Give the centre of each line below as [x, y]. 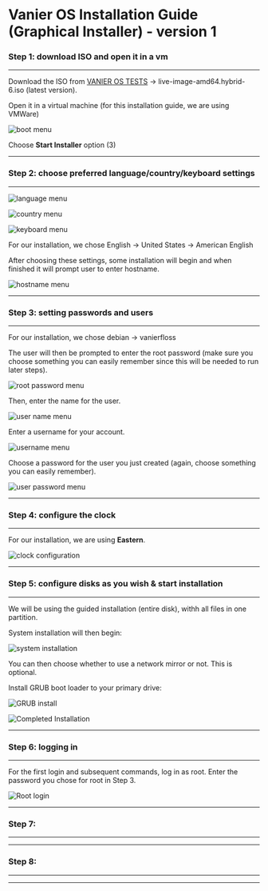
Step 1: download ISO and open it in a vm [89, 57]
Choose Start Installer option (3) [62, 145]
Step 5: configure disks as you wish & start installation [116, 584]
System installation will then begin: [65, 633]
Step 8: [23, 861]
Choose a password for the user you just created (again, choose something [132, 463]
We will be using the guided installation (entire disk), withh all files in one [128, 609]
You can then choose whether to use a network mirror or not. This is [120, 663]
